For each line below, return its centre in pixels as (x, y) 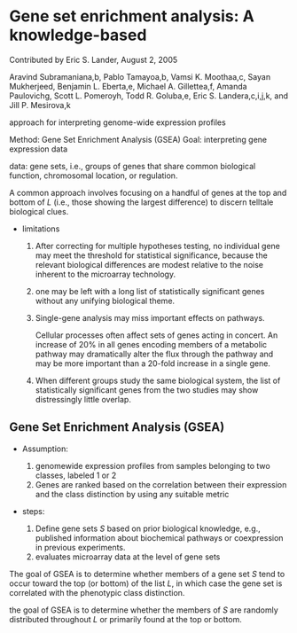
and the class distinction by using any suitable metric (132, 494)
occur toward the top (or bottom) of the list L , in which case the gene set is (146, 583)
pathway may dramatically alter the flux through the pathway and (154, 354)
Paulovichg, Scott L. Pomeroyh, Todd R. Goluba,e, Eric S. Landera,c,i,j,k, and (149, 96)
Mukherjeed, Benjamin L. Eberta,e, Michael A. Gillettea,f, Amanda (128, 86)
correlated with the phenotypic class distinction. (97, 592)
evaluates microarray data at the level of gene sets (128, 557)
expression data (39, 149)
